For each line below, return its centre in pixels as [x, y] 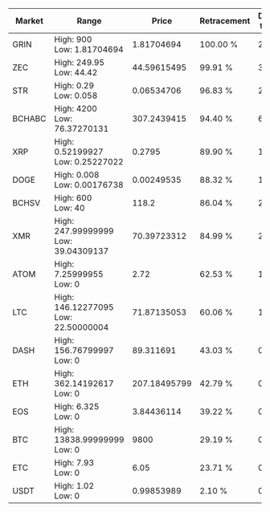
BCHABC [29, 118]
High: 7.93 [74, 463]
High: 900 [73, 39]
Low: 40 [70, 208]
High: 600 [73, 198]
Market [29, 21]
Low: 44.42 [76, 73]
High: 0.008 [77, 175]
